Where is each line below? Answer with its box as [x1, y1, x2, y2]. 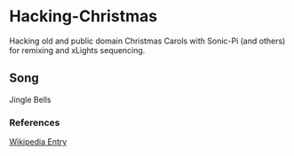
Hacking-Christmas [9, 6, 158, 27]
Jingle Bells [9, 94, 52, 105]
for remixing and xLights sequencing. [9, 44, 146, 55]
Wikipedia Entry [9, 136, 68, 147]
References [9, 116, 60, 129]
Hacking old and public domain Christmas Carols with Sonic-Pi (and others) [9, 35, 286, 46]
